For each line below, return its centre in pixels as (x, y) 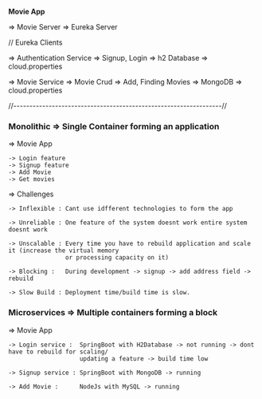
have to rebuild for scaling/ (59, 352)
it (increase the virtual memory (64, 251)
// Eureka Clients (35, 42)
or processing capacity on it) (117, 258)
